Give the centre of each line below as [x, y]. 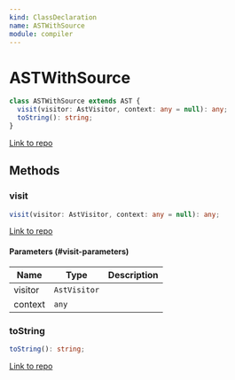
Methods [35, 171]
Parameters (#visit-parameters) [69, 251]
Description [133, 275]
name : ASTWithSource [47, 26]
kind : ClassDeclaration [53, 17]
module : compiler [41, 34]
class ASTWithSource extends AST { [75, 101]
